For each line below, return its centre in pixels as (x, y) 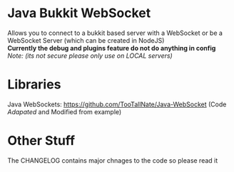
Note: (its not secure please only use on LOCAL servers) (90, 56)
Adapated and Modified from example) (65, 111)
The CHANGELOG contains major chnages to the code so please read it (113, 160)
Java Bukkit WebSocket (79, 13)
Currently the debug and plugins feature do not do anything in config (112, 48)
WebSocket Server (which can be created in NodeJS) (86, 40)
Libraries (34, 85)
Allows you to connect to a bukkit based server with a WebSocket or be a (115, 33)
